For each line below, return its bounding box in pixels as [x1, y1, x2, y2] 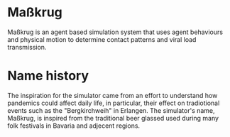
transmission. [7, 43, 47, 51]
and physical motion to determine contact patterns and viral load [7, 35, 197, 43]
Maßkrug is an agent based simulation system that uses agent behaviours [7, 28, 224, 36]
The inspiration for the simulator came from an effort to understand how [7, 91, 218, 99]
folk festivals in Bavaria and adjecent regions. [7, 121, 141, 130]
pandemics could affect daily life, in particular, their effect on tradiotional [7, 99, 220, 107]
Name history [7, 68, 89, 84]
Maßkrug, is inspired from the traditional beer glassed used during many [7, 114, 219, 122]
